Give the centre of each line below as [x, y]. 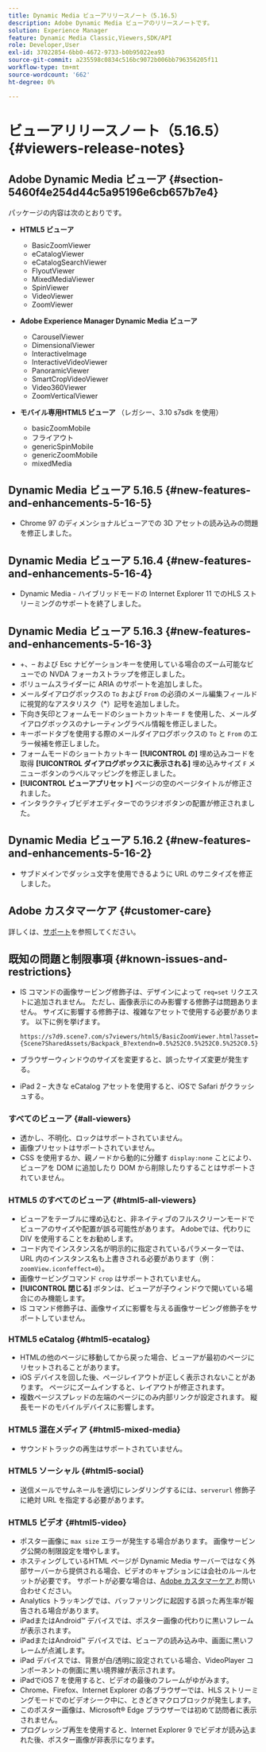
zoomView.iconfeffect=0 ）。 [64, 1268]
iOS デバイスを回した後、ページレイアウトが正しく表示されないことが [134, 1377]
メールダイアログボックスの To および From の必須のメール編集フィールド [139, 694]
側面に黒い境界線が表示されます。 [124, 1670]
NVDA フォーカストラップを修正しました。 [119, 674]
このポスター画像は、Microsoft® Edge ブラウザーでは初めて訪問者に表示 [138, 1710]
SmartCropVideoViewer [70, 379]
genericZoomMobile [64, 454]
